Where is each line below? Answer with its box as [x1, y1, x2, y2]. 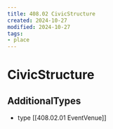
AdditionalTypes [7, 94, 81, 106]
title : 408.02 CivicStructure [7, 10, 96, 18]
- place [7, 37, 30, 44]
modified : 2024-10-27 [7, 23, 71, 30]
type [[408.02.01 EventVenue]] [17, 113, 107, 122]
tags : [7, 30, 23, 37]
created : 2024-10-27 [7, 17, 68, 24]
